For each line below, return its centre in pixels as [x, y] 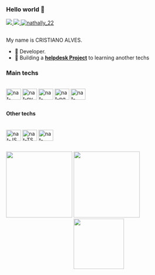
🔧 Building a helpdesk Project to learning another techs [82, 58]
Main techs [22, 73]
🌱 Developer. [30, 51]
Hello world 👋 [26, 9]
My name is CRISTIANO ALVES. [44, 40]
